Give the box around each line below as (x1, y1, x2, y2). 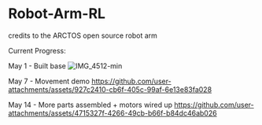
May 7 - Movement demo (8, 76, 90, 86)
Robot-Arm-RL (8, 5, 106, 23)
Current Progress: (8, 46, 66, 55)
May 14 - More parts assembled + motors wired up (8, 100, 173, 109)
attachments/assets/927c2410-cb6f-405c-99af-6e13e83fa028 (8, 84, 212, 94)
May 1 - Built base (8, 61, 67, 71)
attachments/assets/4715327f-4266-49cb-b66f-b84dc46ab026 (8, 108, 218, 118)
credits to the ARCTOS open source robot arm (8, 31, 157, 40)
